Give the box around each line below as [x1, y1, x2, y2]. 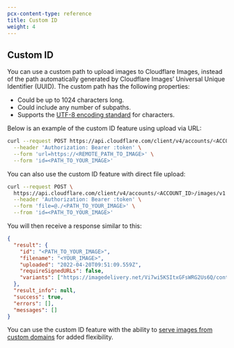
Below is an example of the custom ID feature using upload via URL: [7, 124, 202, 133]
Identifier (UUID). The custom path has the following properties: [7, 82, 190, 91]
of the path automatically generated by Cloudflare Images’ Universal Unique [7, 75, 225, 84]
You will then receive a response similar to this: [7, 222, 142, 230]
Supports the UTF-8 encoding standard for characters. [17, 111, 175, 119]
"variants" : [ [19, 274, 61, 281]
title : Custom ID [7, 17, 58, 24]
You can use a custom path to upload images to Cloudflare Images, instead [7, 68, 223, 76]
